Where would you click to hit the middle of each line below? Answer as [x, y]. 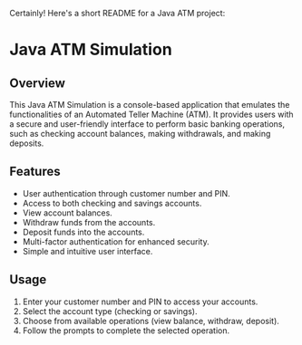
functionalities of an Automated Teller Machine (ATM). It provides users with [151, 114]
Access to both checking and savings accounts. [112, 203]
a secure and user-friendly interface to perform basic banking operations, [147, 124]
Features [35, 172]
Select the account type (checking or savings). [110, 311]
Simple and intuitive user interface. [88, 251]
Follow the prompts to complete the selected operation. [126, 331]
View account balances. [68, 213]
